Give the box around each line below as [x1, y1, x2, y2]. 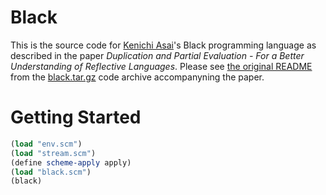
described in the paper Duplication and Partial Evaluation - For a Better [10, 49, 305, 61]
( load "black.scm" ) [10, 167, 92, 177]
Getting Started [10, 106, 142, 129]
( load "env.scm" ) [10, 139, 83, 149]
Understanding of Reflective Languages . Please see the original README [10, 60, 313, 72]
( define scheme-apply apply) [10, 157, 132, 168]
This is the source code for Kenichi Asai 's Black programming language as [10, 39, 317, 51]
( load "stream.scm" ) [10, 148, 97, 158]
